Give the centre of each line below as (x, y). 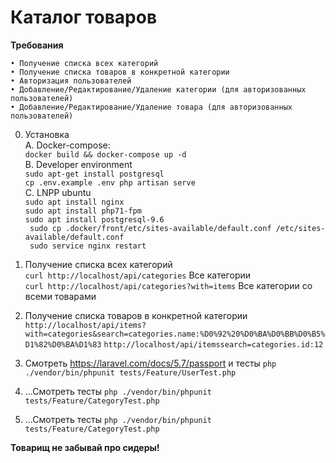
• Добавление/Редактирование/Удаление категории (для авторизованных (158, 89)
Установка (47, 134)
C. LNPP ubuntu (58, 192)
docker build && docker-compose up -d (105, 154)
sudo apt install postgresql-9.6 (94, 219)
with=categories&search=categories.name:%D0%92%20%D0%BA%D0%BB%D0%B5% (175, 334)
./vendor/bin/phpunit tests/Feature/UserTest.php (130, 372)
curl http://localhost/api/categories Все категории (138, 275)
